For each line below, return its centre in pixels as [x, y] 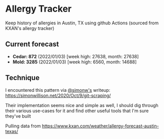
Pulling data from [23, 126]
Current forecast [32, 44]
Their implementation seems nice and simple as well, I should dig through [82, 105]
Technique [22, 78]
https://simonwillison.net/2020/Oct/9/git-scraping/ [58, 95]
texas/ [12, 131]
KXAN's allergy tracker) [30, 28]
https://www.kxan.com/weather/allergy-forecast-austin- [100, 126]
